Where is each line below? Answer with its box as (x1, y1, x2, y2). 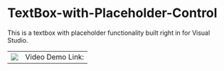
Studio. (7, 35, 28, 44)
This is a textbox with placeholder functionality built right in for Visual (7, 28, 210, 37)
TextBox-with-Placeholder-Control (7, 5, 218, 21)
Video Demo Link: (25, 52, 85, 62)
